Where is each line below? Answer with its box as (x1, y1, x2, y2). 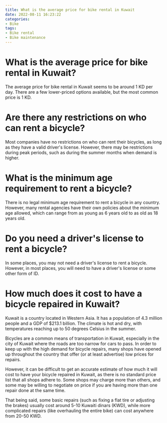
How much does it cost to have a (5, 288, 143, 299)
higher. (5, 155, 20, 161)
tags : (5, 26, 16, 31)
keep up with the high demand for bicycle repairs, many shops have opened (5, 346, 162, 352)
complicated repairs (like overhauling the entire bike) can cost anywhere (5, 408, 154, 414)
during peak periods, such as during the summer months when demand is (5, 149, 157, 155)
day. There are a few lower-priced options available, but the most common (5, 89, 159, 95)
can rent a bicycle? (5, 123, 85, 134)
